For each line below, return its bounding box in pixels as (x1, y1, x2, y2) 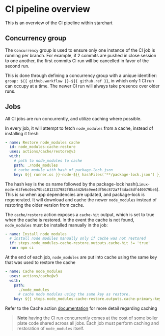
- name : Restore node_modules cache (5, 140, 80, 145)
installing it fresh (5, 130, 39, 136)
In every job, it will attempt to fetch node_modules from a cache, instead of (5, 125, 154, 131)
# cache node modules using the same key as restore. (18, 292, 131, 297)
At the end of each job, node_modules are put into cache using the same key (5, 254, 157, 260)
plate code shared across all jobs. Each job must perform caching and (17, 320, 159, 326)
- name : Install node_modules (5, 231, 67, 236)
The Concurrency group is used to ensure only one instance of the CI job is (5, 47, 156, 53)
